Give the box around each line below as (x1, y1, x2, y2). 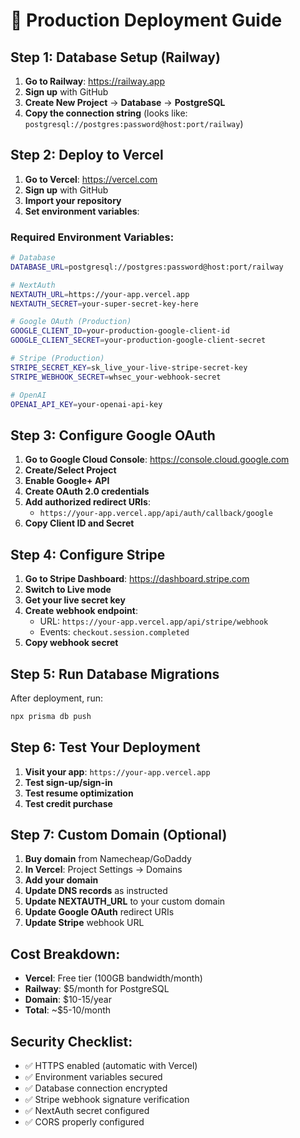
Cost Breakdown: (10, 945, 121, 963)
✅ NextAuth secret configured (24, 1105, 150, 1117)
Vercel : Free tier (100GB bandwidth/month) (24, 972, 203, 984)
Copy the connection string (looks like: (24, 107, 188, 119)
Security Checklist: (10, 1033, 133, 1050)
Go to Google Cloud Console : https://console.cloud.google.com (24, 454, 290, 466)
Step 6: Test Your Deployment (10, 739, 201, 756)
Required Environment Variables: (10, 230, 175, 244)
